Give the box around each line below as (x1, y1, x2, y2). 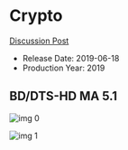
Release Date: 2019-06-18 (22, 52, 120, 63)
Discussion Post (9, 35, 69, 46)
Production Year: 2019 (22, 62, 105, 73)
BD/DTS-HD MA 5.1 (9, 89, 118, 104)
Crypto (9, 5, 63, 26)
